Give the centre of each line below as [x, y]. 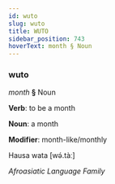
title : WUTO [28, 31]
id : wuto [23, 16]
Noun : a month [34, 124]
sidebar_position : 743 [47, 39]
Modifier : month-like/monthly [58, 140]
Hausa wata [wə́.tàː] [42, 156]
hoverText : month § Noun [50, 46]
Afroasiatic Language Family [57, 171]
